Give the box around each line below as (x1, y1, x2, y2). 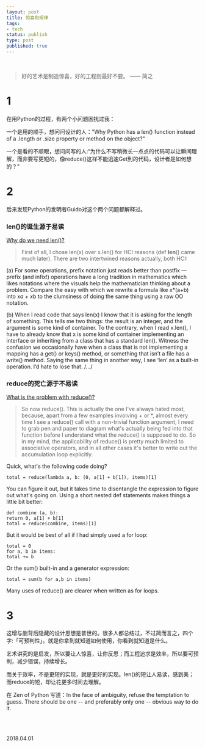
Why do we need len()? (6, 236, 65, 244)
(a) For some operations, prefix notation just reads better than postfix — (6, 267, 187, 274)
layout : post (6, 9, 40, 15)
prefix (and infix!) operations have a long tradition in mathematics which (6, 273, 187, 281)
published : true (6, 43, 48, 49)
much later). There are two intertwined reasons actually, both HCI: (21, 255, 188, 263)
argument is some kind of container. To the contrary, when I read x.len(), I (6, 324, 191, 332)
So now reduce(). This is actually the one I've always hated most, (21, 406, 185, 413)
